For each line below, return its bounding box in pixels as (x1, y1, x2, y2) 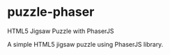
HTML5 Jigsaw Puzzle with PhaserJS (7, 27, 114, 35)
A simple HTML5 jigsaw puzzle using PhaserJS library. (7, 40, 164, 48)
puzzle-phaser (7, 4, 95, 20)
